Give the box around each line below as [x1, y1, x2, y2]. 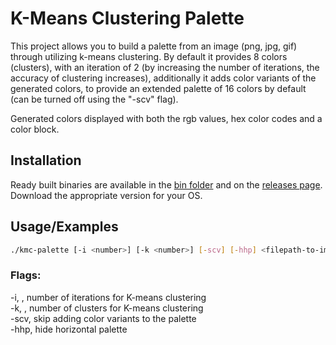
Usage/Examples [10, 218, 119, 236]
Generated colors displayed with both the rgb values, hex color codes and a [10, 112, 323, 124]
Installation [10, 152, 82, 169]
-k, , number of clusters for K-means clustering [10, 302, 204, 314]
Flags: [10, 268, 42, 282]
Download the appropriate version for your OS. [10, 189, 203, 201]
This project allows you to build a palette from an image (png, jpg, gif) [10, 40, 298, 52]
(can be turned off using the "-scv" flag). [10, 93, 179, 105]
